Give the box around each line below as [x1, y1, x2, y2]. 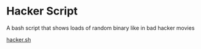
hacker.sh [6, 36, 31, 43]
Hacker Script [6, 4, 78, 18]
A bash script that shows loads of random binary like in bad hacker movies [6, 24, 195, 31]
